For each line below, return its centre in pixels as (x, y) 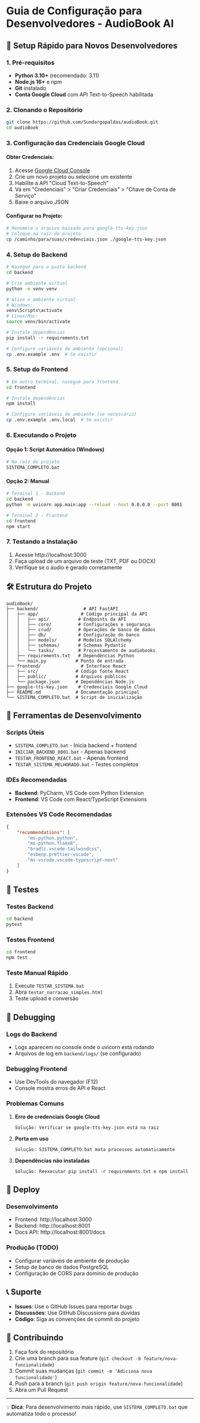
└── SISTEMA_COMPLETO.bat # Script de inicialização (74, 697)
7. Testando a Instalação (42, 542)
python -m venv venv (32, 289)
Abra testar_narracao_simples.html (59, 992)
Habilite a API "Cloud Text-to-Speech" (62, 183)
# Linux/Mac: (22, 316)
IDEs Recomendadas (37, 780)
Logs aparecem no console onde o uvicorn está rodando (84, 1047)
